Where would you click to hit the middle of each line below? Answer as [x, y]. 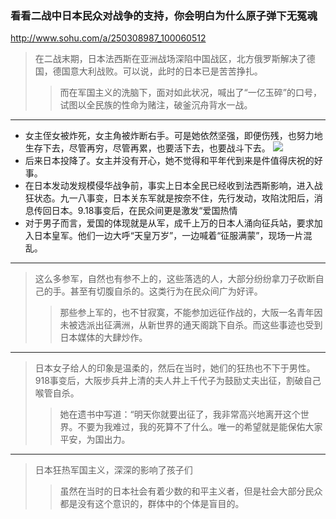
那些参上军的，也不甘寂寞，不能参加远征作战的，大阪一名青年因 [191, 313]
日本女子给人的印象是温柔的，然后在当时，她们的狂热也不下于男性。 [175, 368]
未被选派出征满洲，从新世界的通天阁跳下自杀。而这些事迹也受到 [191, 325]
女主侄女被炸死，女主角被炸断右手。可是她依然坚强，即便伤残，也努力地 [173, 136]
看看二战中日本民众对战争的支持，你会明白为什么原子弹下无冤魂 [164, 15]
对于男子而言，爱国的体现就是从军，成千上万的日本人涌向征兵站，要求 [169, 223]
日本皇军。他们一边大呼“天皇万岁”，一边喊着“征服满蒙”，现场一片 [168, 236]
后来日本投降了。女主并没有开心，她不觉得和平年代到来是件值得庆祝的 [169, 161]
